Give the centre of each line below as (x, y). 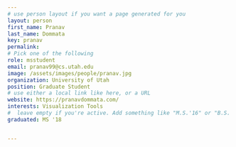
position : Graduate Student (49, 87)
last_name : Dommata (36, 34)
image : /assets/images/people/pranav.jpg (70, 73)
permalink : (23, 47)
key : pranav (25, 40)
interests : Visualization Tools (55, 107)
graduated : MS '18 (34, 119)
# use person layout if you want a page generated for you (97, 14)
